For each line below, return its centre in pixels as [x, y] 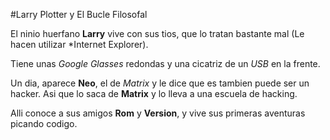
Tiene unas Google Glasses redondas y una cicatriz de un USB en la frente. [165, 63]
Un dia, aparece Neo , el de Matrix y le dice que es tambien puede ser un [160, 83]
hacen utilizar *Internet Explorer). [79, 44]
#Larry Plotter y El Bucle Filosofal [79, 14]
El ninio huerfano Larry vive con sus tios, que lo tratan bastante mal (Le [157, 33]
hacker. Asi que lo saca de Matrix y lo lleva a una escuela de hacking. [154, 93]
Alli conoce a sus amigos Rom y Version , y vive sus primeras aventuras [158, 113]
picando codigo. [44, 123]
